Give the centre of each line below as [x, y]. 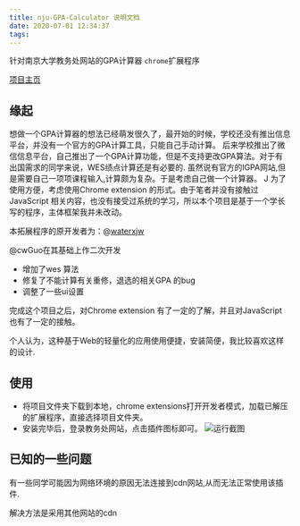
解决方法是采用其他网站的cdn [63, 513]
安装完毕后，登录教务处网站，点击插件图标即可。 [112, 428]
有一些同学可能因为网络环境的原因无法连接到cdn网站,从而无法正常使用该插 [146, 482]
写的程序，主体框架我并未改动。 [68, 212]
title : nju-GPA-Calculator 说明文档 [75, 17]
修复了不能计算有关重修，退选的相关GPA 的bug [109, 280]
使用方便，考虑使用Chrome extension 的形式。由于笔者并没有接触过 [134, 190]
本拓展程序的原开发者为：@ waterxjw [77, 231]
